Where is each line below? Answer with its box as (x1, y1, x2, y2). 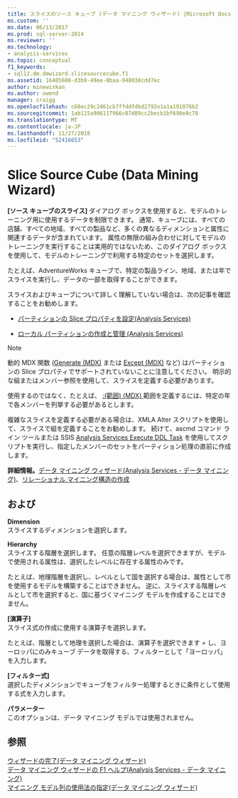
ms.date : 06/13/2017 (7, 24, 69, 31)
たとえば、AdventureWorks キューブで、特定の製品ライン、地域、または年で (7, 266, 232, 275)
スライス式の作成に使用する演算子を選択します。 (7, 623, 151, 631)
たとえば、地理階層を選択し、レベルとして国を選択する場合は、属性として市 (7, 573, 232, 581)
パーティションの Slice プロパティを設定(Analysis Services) (17, 314, 191, 323)
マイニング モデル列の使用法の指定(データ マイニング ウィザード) (7, 783, 198, 792)
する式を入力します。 (7, 689, 70, 698)
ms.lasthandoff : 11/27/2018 (7, 130, 91, 137)
